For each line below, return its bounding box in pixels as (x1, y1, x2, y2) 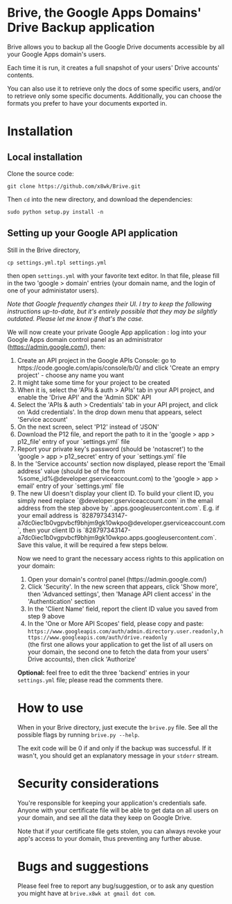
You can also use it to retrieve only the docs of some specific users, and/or (7, 84, 222, 92)
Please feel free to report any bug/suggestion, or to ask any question (17, 881, 214, 890)
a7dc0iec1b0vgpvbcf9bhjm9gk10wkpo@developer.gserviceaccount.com (17, 518, 226, 527)
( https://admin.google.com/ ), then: (7, 343, 106, 351)
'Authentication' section (27, 597, 96, 605)
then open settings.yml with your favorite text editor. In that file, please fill (7, 271, 220, 279)
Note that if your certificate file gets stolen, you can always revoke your (17, 827, 222, 835)
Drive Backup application (7, 19, 155, 35)
